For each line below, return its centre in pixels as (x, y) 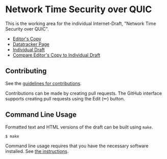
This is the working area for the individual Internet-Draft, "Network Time (81, 23)
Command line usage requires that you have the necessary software (77, 146)
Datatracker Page (31, 44)
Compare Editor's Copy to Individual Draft (56, 55)
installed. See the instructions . (37, 151)
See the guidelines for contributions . (44, 83)
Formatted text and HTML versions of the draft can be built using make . (79, 127)
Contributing (26, 71)
